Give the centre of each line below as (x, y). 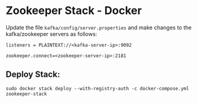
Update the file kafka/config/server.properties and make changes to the (99, 27)
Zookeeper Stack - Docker (74, 11)
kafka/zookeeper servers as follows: (51, 34)
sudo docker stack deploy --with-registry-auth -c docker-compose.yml (97, 88)
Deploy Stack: (33, 75)
